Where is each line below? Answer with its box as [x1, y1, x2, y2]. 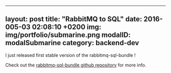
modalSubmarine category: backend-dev [5, 39, 139, 47]
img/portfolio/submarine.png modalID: [5, 31, 131, 40]
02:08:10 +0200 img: [32, 23, 102, 31]
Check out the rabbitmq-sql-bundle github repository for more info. [5, 62, 147, 68]
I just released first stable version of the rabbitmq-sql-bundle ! [5, 52, 136, 58]
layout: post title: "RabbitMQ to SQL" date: [5, 15, 142, 23]
